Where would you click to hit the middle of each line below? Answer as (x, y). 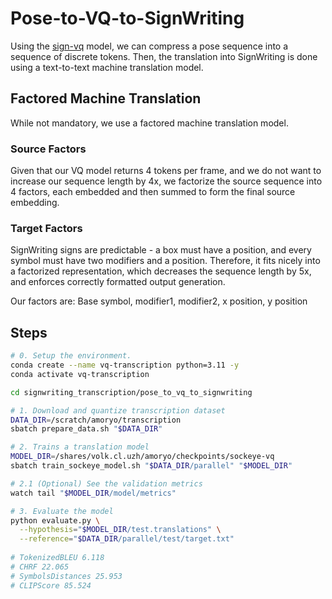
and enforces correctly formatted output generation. (118, 282)
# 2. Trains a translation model (80, 447)
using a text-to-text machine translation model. (107, 67)
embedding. (35, 203)
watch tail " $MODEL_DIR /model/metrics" (93, 493)
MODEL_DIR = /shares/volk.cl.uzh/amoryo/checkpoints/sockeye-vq (142, 457)
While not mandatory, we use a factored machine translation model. (149, 123)
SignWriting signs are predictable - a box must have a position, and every (161, 250)
